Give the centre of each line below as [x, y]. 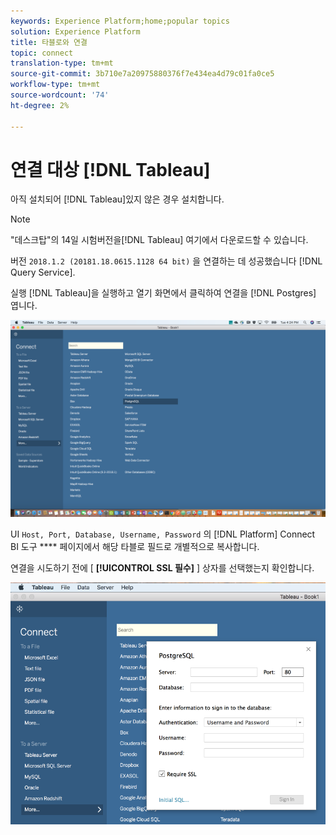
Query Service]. [43, 272]
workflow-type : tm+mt [55, 85]
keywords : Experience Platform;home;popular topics [120, 21]
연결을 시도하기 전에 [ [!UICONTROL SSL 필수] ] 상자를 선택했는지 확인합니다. [162, 568]
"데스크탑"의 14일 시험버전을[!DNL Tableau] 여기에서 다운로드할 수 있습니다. [159, 240]
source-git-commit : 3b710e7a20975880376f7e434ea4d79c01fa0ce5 [142, 74]
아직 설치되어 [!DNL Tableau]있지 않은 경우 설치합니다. [117, 199]
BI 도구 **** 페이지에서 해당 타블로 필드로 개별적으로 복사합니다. [135, 547]
